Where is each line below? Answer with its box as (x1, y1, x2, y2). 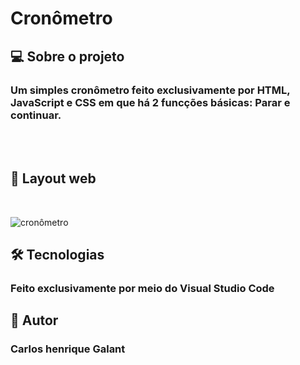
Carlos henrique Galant (10, 342, 126, 356)
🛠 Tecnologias (10, 247, 105, 264)
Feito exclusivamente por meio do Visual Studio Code (10, 282, 275, 295)
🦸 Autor (10, 312, 59, 329)
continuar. (10, 108, 62, 122)
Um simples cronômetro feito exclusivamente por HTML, (10, 83, 291, 97)
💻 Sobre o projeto (10, 48, 125, 65)
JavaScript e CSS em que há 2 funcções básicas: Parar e (10, 95, 291, 109)
